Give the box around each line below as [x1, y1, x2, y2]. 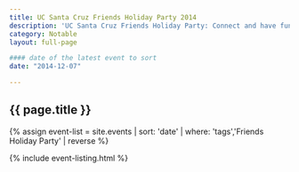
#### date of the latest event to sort [9, 54, 158, 63]
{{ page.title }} [9, 103, 92, 118]
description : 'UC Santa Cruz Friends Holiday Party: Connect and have [9, 21, 277, 30]
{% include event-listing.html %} [9, 152, 129, 163]
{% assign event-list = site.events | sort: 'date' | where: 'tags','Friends [9, 126, 264, 137]
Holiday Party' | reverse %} [9, 135, 109, 146]
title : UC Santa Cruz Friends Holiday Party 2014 [9, 12, 198, 22]
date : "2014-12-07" [9, 62, 82, 71]
